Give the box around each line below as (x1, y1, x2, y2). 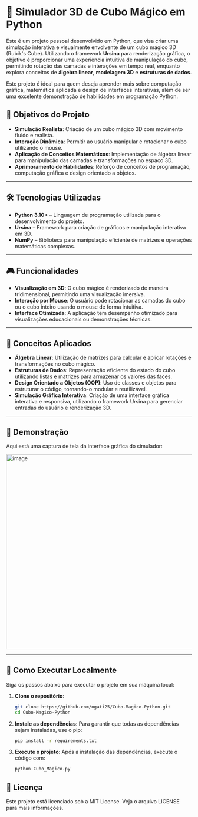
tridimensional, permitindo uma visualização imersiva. (14, 291, 146, 298)
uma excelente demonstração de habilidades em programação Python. (6, 93, 179, 100)
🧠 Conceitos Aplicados (6, 339, 91, 349)
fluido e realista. (14, 132, 54, 139)
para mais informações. (6, 805, 64, 812)
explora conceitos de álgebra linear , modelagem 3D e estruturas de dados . (6, 68, 192, 76)
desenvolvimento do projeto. (14, 218, 84, 225)
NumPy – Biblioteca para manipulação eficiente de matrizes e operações (14, 236, 192, 244)
